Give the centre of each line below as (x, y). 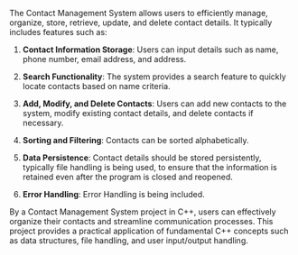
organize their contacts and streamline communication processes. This (141, 221)
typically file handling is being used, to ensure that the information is (149, 167)
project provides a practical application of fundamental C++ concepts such (149, 231)
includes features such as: (58, 32)
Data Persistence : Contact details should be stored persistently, (142, 158)
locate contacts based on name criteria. (96, 86)
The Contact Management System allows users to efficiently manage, (139, 13)
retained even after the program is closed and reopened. (127, 177)
